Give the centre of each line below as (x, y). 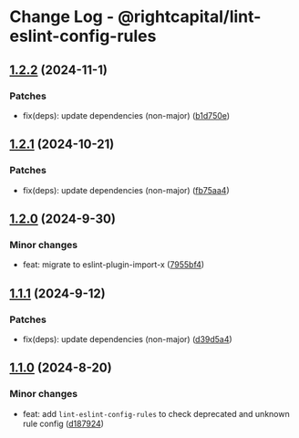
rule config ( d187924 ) (63, 423)
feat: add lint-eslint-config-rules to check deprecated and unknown (156, 413)
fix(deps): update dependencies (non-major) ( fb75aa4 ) (126, 190)
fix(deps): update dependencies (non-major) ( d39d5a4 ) (127, 339)
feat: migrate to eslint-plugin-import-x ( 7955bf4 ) (113, 265)
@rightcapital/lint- (189, 17)
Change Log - (62, 17)
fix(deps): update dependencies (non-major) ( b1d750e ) (126, 115)
